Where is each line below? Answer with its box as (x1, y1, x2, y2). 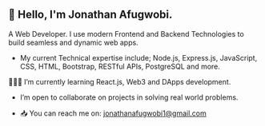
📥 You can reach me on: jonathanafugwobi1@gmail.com (19, 108, 207, 118)
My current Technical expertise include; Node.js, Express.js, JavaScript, (19, 53, 258, 62)
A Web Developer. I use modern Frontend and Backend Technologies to (8, 29, 244, 38)
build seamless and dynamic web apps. (8, 37, 139, 47)
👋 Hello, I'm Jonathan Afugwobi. (8, 8, 173, 22)
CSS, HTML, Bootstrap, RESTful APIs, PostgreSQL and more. (19, 61, 220, 71)
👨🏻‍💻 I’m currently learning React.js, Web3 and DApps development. (8, 77, 231, 86)
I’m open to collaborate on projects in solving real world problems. (19, 93, 239, 102)
